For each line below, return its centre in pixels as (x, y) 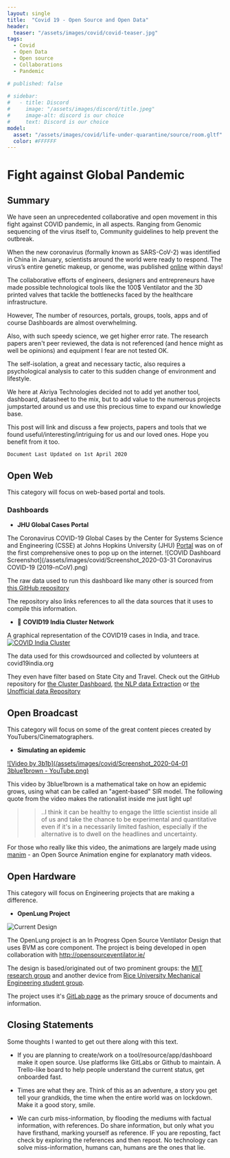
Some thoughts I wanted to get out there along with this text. (93, 1041)
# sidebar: (23, 96)
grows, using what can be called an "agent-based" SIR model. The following (115, 791)
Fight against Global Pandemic (96, 175)
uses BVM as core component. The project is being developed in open (107, 947)
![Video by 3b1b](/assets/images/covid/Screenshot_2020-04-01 (97, 764)
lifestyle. (19, 378)
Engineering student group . (46, 983)
